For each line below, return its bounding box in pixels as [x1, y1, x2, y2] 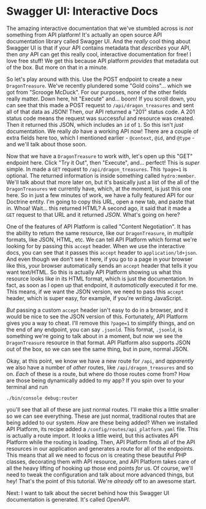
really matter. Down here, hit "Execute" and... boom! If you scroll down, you [6, 95, 196, 102]
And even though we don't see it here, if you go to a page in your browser [6, 255, 193, 263]
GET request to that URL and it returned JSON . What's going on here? [6, 211, 180, 218]
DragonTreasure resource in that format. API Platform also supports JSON [6, 339, 191, 346]
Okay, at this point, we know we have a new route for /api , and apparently [6, 357, 194, 364]
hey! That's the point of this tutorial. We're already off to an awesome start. [6, 477, 197, 484]
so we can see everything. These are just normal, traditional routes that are [6, 412, 196, 420]
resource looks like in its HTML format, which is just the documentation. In [6, 274, 194, 282]
